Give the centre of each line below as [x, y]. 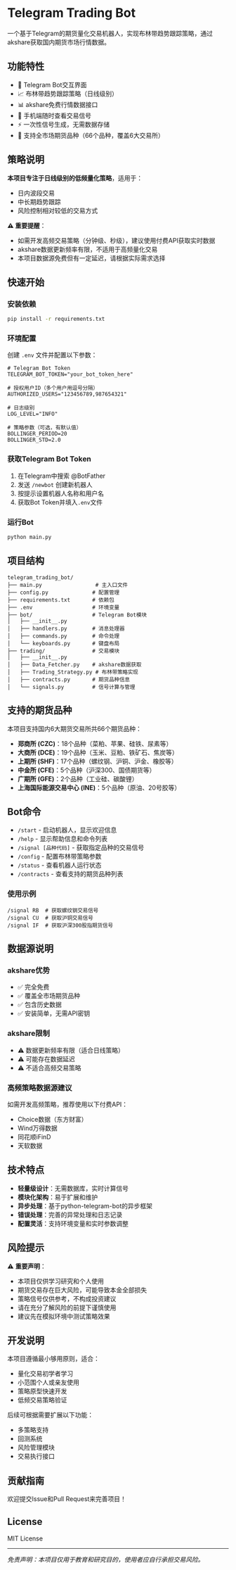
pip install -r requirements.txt [56, 319]
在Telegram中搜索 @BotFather [61, 476]
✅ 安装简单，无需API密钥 [53, 1013]
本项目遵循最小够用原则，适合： [53, 1359]
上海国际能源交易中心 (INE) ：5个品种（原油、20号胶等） [99, 787]
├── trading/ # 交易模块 [64, 651]
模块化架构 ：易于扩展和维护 [58, 1197]
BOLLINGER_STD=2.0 [34, 440]
